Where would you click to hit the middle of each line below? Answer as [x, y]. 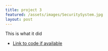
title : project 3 [24, 10]
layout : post [19, 19]
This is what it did [24, 34]
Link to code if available [37, 43]
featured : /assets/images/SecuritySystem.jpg [54, 15]
